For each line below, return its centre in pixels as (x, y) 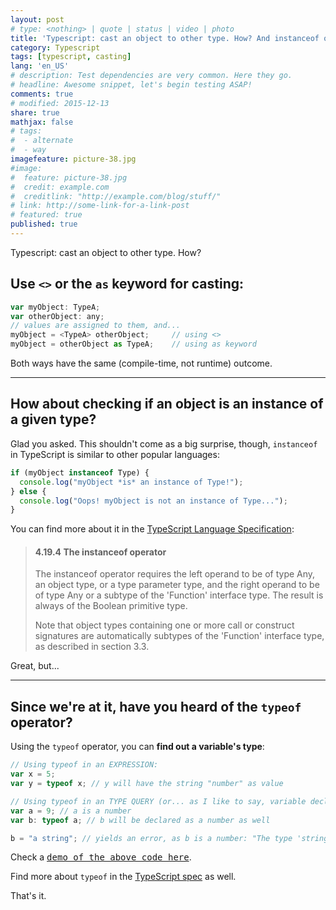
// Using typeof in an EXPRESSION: (84, 765)
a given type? (53, 419)
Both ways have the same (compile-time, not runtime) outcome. (141, 363)
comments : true (42, 94)
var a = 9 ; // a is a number (71, 811)
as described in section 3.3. (92, 647)
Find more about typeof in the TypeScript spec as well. (123, 877)
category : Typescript (55, 47)
